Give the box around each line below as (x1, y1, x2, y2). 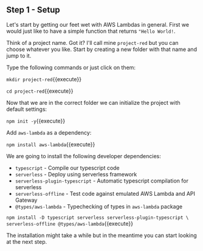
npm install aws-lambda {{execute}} (6, 141, 95, 148)
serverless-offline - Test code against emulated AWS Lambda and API (15, 190, 196, 197)
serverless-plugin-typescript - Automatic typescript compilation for (15, 177, 188, 184)
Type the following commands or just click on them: (6, 64, 136, 71)
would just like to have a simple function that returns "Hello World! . (6, 27, 176, 35)
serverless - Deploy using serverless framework (15, 170, 137, 178)
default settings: (6, 105, 47, 113)
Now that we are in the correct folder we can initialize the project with (6, 99, 181, 106)
